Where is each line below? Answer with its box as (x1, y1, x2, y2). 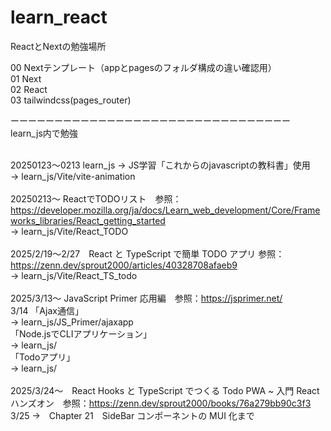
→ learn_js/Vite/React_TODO (10, 225, 129, 237)
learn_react (10, 6, 108, 29)
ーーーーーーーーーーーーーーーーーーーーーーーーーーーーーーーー (10, 114, 291, 126)
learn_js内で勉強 (10, 127, 78, 139)
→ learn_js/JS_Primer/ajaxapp (10, 316, 134, 328)
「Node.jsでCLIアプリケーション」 (10, 327, 153, 340)
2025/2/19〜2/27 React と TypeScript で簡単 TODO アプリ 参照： (10, 247, 285, 260)
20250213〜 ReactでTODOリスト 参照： (10, 192, 182, 205)
